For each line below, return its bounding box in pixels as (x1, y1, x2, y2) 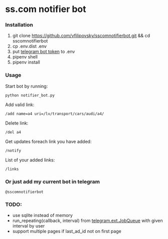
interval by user (12, 223, 45, 229)
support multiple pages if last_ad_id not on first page (12, 228, 121, 234)
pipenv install (12, 59, 40, 65)
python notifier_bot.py (5, 92, 55, 98)
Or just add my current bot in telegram (5, 178, 100, 185)
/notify (5, 148, 22, 153)
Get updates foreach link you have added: (5, 138, 92, 144)
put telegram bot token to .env (12, 48, 75, 54)
